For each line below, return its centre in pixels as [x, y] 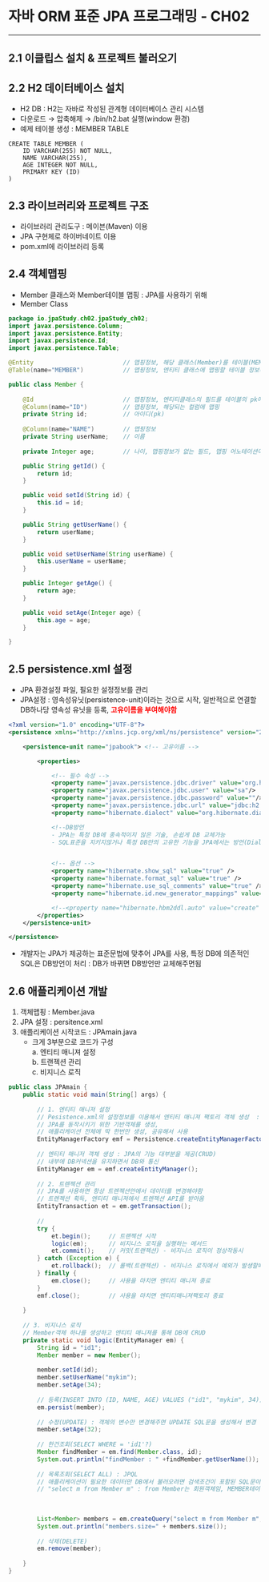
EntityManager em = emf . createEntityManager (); [118, 1169]
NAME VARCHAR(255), [55, 158]
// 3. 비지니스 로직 [52, 1326]
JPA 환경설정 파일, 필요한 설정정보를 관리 [84, 690]
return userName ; [66, 532]
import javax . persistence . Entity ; [66, 333]
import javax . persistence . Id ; [59, 341]
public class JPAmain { [48, 1087]
